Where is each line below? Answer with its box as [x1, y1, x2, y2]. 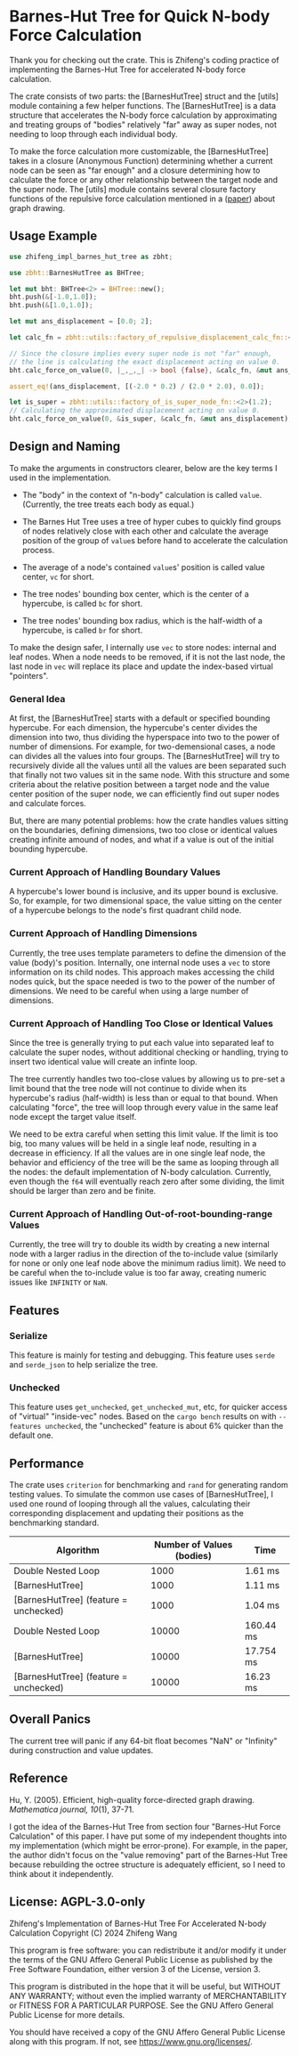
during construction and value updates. [9, 1744, 154, 1756]
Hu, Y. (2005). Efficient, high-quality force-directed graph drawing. [9, 1794, 255, 1805]
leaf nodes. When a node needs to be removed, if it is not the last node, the [9, 651, 286, 662]
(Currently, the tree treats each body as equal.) [21, 499, 195, 510]
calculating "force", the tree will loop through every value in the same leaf [9, 1102, 279, 1113]
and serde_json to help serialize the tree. [9, 1358, 158, 1369]
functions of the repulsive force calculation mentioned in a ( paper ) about [9, 193, 276, 204]
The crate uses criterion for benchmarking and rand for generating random [9, 1480, 289, 1490]
